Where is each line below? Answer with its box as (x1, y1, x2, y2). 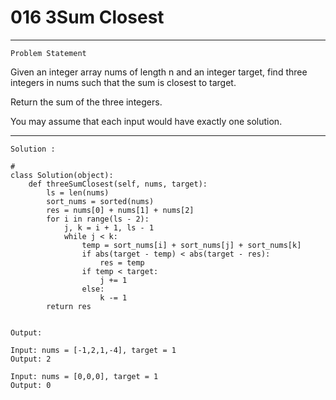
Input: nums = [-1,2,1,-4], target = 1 (10, 345, 177, 355)
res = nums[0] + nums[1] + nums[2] (46, 205, 195, 215)
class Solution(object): (10, 170, 114, 180)
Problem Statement (10, 48, 87, 58)
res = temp (99, 257, 145, 268)
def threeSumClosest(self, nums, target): (28, 179, 208, 189)
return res (46, 301, 92, 311)
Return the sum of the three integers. (10, 96, 163, 108)
